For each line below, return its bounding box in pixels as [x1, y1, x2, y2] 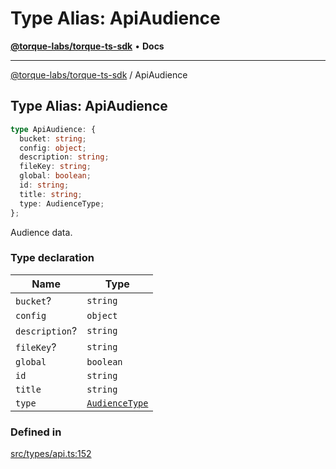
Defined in [10, 425, 62, 439]
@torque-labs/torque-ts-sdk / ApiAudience [10, 68, 188, 81]
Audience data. [10, 226, 73, 238]
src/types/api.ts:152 [10, 448, 92, 460]
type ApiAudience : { [10, 124, 97, 134]
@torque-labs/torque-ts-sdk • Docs [10, 40, 165, 52]
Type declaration [10, 251, 95, 265]
